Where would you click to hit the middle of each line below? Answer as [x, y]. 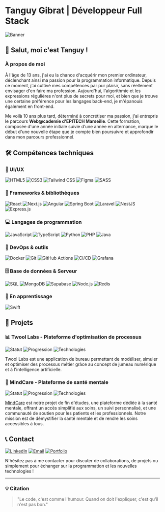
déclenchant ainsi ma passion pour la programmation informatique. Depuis [81, 80]
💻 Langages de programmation [43, 222]
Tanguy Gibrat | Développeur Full [74, 11]
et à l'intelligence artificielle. [34, 370]
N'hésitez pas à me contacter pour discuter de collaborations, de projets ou [82, 460]
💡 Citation [17, 488]
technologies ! [19, 471]
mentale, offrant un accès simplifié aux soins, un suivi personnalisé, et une [81, 408]
